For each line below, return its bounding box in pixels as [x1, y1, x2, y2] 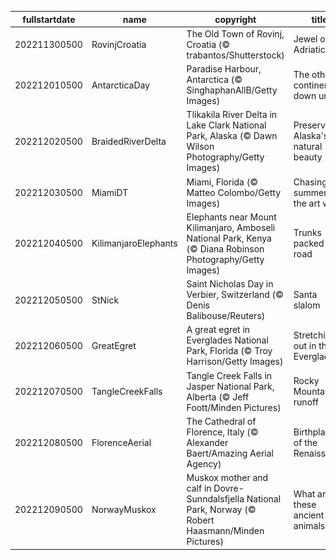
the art [293, 197, 321, 209]
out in [293, 339, 317, 351]
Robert [186, 514, 215, 526]
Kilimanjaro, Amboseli [186, 221, 276, 233]
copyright [214, 13, 257, 25]
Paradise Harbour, [186, 63, 262, 75]
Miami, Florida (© [186, 176, 258, 188]
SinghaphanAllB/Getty [186, 84, 278, 96]
